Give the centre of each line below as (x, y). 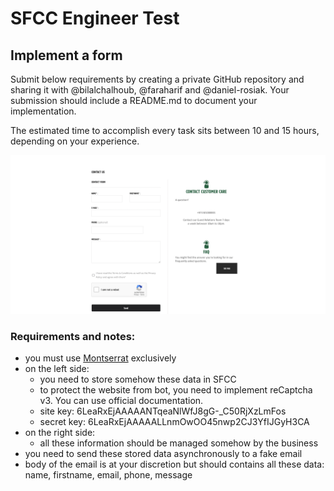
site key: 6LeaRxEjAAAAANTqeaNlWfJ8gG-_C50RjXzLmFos (163, 411)
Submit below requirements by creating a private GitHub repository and (157, 79)
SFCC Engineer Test (95, 18)
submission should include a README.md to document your (134, 100)
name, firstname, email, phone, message (108, 475)
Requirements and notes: (73, 336)
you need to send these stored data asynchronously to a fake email (163, 454)
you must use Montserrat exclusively (100, 358)
